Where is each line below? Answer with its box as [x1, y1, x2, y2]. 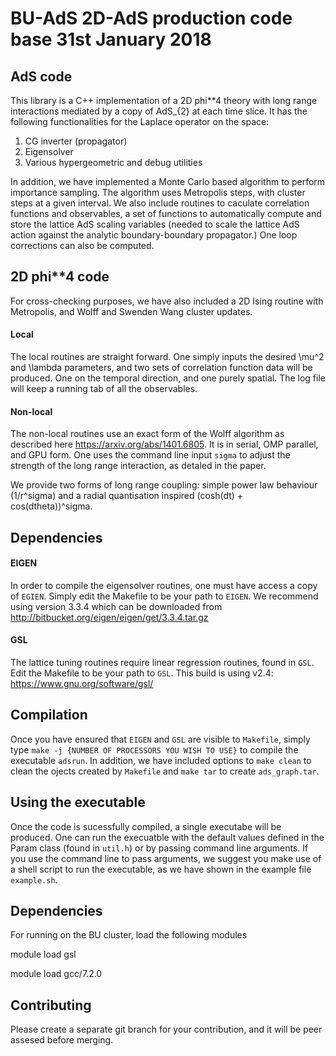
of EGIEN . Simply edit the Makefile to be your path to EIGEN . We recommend [10, 590, 319, 602]
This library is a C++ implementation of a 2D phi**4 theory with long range [10, 95, 318, 106]
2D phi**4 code [10, 268, 110, 286]
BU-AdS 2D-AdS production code [10, 7, 293, 30]
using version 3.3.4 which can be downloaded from [10, 600, 223, 612]
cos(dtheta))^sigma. [10, 500, 93, 512]
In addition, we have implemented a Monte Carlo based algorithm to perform [10, 176, 326, 187]
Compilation [10, 707, 88, 724]
